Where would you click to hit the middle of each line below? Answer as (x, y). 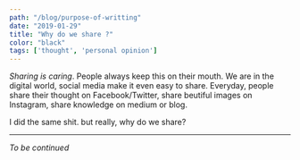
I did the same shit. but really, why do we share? (98, 122)
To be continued (39, 147)
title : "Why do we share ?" (62, 34)
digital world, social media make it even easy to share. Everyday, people (142, 86)
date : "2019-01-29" (46, 26)
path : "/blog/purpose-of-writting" (75, 17)
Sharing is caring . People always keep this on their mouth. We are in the (142, 76)
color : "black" (37, 42)
